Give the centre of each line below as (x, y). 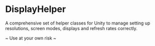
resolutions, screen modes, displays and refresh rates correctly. (71, 28)
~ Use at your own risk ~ (31, 38)
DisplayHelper (36, 9)
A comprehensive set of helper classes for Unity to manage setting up (78, 23)
